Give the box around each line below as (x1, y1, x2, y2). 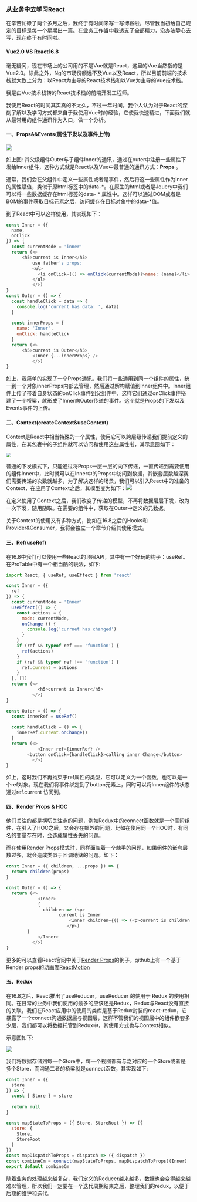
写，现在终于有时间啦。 (6, 34, 63, 42)
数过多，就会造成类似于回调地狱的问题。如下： (6, 852, 119, 859)
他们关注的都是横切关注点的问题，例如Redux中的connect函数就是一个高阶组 (6, 817, 191, 824)
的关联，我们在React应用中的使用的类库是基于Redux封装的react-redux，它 (6, 1007, 187, 1014)
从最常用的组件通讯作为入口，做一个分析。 (6, 116, 109, 123)
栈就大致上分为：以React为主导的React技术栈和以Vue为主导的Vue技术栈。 (6, 76, 186, 83)
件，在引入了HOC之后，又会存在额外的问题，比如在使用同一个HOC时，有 (6, 825, 184, 832)
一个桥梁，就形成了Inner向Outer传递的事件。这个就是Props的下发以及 (16, 397, 185, 404)
